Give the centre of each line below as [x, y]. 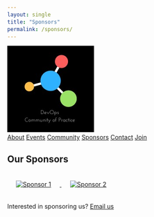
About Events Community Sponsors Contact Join [77, 138]
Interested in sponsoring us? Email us [61, 207]
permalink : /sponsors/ [40, 29]
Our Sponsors [38, 159]
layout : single [29, 15]
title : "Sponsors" [34, 22]
